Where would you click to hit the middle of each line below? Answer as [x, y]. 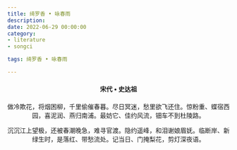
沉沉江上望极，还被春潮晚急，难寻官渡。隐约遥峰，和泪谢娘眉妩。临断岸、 [115, 131]
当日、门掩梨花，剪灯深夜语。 [162, 139]
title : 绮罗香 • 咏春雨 [39, 14]
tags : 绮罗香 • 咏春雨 [37, 60]
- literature [26, 40]
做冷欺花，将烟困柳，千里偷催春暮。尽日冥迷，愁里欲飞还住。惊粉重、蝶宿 [115, 107]
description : [26, 20]
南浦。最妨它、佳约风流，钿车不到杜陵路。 [143, 116]
